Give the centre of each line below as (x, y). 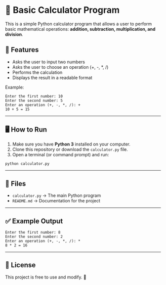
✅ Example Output (34, 221)
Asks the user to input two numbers (49, 62)
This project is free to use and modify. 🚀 (46, 277)
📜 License (21, 265)
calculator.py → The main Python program (57, 195)
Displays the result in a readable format (52, 77)
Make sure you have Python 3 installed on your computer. (71, 144)
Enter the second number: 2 (34, 237)
